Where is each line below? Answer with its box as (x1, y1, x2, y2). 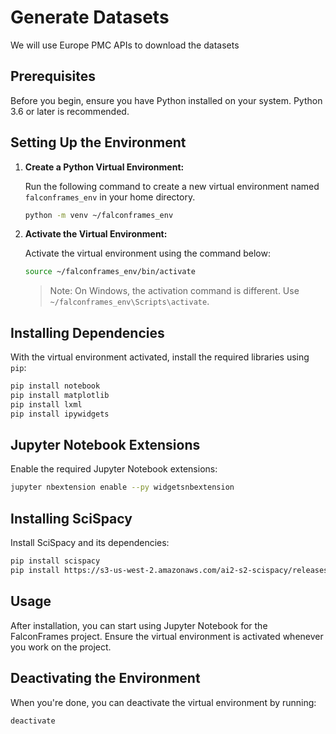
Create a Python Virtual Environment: (24, 161, 185, 173)
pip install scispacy (10, 556, 101, 566)
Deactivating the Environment (10, 670, 201, 687)
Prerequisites (10, 68, 96, 85)
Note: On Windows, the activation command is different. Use (49, 285, 300, 297)
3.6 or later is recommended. (10, 105, 130, 117)
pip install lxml (10, 399, 83, 410)
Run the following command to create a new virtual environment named (24, 180, 320, 192)
